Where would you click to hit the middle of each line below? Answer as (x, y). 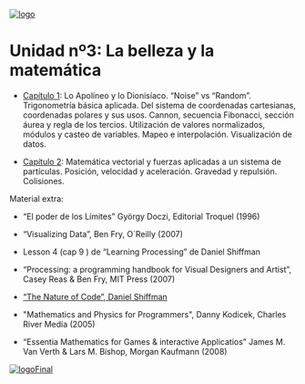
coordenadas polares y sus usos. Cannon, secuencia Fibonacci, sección (158, 115)
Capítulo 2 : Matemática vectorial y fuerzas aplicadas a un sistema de (152, 161)
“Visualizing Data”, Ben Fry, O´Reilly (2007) (103, 234)
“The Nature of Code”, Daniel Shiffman (95, 296)
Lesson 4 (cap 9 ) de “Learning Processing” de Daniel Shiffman (142, 252)
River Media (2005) (59, 324)
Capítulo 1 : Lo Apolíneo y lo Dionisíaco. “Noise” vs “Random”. (137, 95)
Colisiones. (44, 181)
